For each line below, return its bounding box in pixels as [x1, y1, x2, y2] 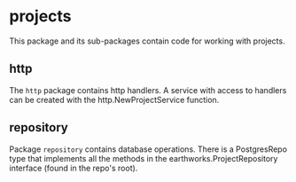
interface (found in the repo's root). [9, 162, 138, 173]
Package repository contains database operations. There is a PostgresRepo [9, 144, 288, 154]
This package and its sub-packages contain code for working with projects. [9, 36, 285, 46]
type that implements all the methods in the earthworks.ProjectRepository [9, 153, 278, 163]
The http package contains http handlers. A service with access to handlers [9, 84, 287, 95]
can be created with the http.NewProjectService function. [9, 94, 220, 105]
